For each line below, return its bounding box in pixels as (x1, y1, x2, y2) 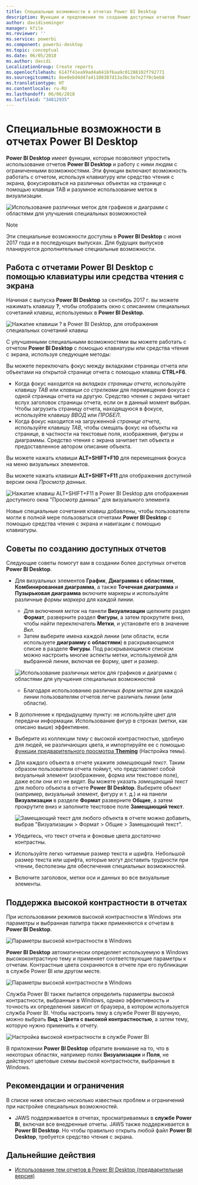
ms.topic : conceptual (6, 47, 60, 53)
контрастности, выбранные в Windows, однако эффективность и (6, 997, 170, 1003)
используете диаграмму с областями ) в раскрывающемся (23, 639, 174, 646)
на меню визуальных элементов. (6, 461, 90, 468)
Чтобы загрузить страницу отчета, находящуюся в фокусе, (14, 405, 164, 412)
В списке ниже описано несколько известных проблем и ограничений (6, 1096, 184, 1103)
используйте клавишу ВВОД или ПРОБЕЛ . (14, 412, 121, 419)
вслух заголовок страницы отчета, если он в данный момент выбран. (14, 399, 191, 406)
